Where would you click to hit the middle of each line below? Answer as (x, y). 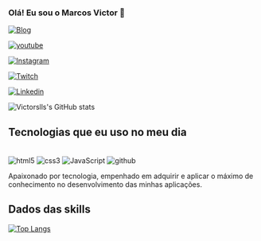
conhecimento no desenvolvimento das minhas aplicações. (105, 184)
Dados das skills (50, 210)
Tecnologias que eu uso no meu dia (97, 132)
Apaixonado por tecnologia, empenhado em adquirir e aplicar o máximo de (131, 176)
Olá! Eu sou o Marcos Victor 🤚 (67, 13)
